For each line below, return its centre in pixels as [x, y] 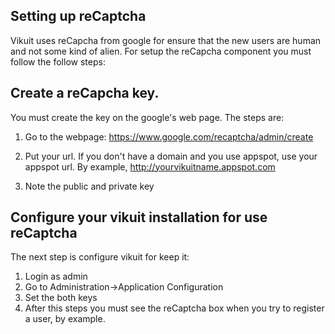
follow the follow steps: [58, 61]
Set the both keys [61, 298]
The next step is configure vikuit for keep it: [100, 257]
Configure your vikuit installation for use [139, 217]
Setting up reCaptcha [78, 16]
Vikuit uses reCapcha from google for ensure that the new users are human [166, 40]
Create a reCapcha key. [85, 93]
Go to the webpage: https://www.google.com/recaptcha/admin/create [169, 136]
